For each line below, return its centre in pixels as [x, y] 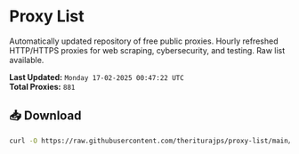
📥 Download [45, 116]
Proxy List [47, 16]
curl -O [24, 141]
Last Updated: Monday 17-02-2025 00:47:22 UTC [97, 77]
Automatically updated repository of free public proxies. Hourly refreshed [144, 41]
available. [27, 60]
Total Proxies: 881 [42, 86]
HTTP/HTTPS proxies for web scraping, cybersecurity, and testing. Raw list [147, 50]
